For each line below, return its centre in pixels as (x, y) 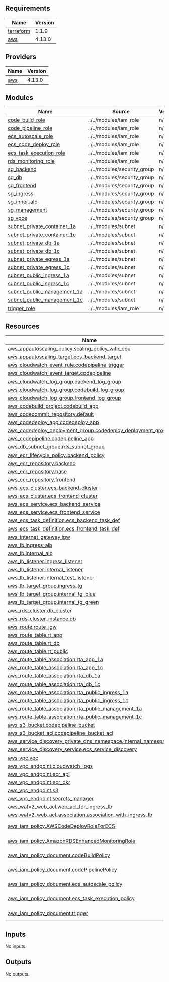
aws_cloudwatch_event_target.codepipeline (59, 373)
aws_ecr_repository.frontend (42, 480)
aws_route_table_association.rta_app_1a (55, 660)
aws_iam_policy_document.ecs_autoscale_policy (65, 884)
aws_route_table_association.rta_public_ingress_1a (68, 693)
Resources (22, 326)
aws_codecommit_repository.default (51, 414)
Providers (21, 57)
